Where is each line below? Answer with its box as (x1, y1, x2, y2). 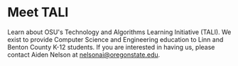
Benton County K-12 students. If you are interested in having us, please (7, 43, 215, 51)
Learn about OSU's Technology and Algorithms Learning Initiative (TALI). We (7, 28, 232, 36)
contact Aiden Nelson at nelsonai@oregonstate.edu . (7, 50, 161, 59)
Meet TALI (7, 4, 69, 21)
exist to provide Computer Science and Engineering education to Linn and (7, 35, 224, 43)
